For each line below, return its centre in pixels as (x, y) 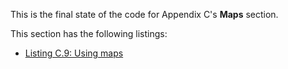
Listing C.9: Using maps (74, 53)
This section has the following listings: (89, 33)
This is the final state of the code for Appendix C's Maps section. (144, 14)
